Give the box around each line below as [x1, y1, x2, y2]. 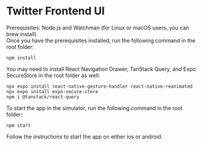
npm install [6, 55, 36, 61]
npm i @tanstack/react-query [6, 94, 80, 100]
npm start [6, 122, 31, 129]
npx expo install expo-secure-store [6, 88, 98, 94]
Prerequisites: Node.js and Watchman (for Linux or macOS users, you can [6, 24, 189, 31]
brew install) [6, 30, 37, 37]
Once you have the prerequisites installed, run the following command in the [6, 37, 196, 44]
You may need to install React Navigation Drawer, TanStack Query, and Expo [6, 65, 196, 73]
